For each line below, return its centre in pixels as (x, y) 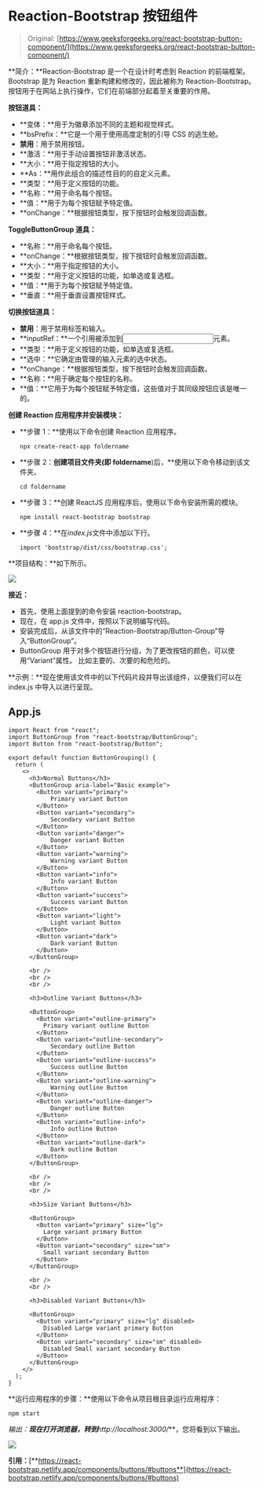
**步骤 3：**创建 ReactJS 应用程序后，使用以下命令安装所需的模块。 (131, 502)
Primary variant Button (89, 799)
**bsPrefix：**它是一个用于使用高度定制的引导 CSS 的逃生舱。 (121, 134)
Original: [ (43, 38)
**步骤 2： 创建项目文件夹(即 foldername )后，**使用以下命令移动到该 (131, 462)
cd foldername (42, 487)
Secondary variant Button (92, 819)
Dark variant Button (84, 943)
